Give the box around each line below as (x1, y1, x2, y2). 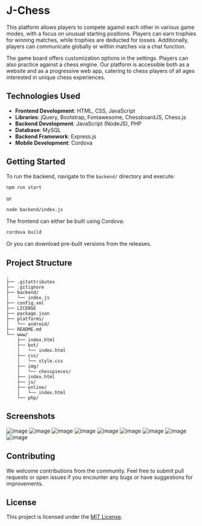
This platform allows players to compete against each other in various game (6, 23, 195, 31)
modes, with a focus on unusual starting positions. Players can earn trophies (6, 30, 197, 37)
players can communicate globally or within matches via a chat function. (6, 43, 186, 50)
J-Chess (6, 4, 50, 17)
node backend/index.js (6, 207, 63, 213)
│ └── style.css (17, 358, 63, 364)
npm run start (6, 184, 42, 190)
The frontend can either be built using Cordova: (6, 218, 125, 225)
